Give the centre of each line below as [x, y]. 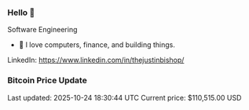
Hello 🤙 [21, 13]
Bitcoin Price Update [47, 80]
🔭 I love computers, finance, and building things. [97, 45]
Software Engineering [42, 30]
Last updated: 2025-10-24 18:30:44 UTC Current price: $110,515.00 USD [124, 97]
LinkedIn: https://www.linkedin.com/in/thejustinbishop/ [96, 60]
